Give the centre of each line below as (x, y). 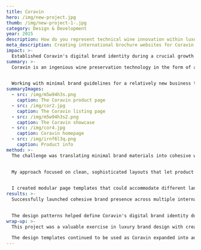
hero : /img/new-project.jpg (41, 17)
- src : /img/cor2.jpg (39, 106)
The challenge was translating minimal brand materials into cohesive (101, 156)
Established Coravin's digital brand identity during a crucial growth (103, 56)
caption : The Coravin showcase (56, 122)
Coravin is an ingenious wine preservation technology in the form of (101, 67)
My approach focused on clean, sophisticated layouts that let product (103, 172)
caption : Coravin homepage (51, 134)
